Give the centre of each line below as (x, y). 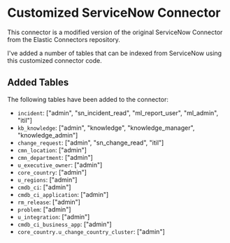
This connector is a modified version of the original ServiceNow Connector (115, 32)
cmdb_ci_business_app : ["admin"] (64, 224)
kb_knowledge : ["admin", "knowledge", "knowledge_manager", (106, 128)
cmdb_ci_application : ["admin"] (63, 194)
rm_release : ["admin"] (49, 202)
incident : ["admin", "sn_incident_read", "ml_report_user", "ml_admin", (118, 112)
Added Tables (38, 83)
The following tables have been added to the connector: (88, 99)
